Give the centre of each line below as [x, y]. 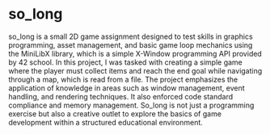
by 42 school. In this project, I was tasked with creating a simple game [125, 62]
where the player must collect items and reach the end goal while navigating [135, 70]
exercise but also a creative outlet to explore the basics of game [115, 113]
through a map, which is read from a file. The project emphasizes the [123, 79]
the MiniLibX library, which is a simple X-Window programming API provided [135, 53]
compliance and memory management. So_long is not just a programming [131, 105]
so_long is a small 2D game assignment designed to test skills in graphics [131, 36]
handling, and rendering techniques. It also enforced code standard [120, 96]
